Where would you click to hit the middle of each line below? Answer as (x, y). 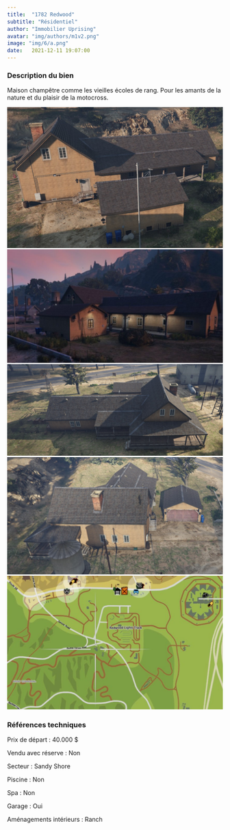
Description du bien (40, 75)
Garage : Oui (25, 806)
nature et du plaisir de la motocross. (58, 98)
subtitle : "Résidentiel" (42, 22)
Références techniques (47, 724)
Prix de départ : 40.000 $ (43, 740)
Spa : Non (21, 793)
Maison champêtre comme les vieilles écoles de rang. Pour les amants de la (114, 90)
